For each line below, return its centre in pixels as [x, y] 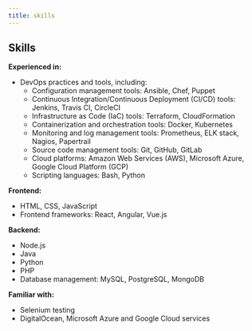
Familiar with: [31, 294]
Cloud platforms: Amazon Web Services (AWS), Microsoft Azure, [138, 158]
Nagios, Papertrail [61, 142]
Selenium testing [47, 310]
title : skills [32, 16]
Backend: [24, 230]
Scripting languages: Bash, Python [89, 175]
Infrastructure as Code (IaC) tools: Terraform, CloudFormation [133, 116]
